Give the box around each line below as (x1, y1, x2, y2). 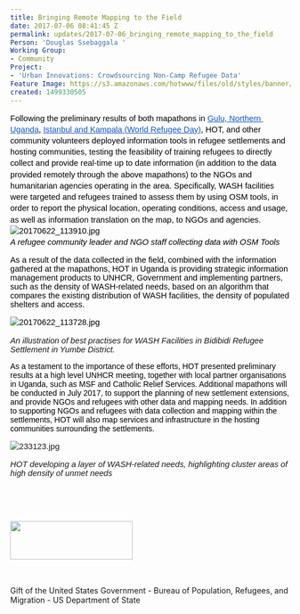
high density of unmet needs (10, 468, 113, 478)
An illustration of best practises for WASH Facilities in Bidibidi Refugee (10, 335, 264, 346)
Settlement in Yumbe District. (10, 344, 116, 355)
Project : (10, 63, 43, 72)
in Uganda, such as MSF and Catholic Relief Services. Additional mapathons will (10, 379, 288, 389)
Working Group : (10, 46, 67, 55)
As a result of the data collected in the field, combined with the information (10, 255, 277, 266)
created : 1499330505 (10, 87, 87, 96)
